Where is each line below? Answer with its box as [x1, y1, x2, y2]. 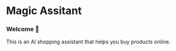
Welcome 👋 [6, 25, 40, 33]
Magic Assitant [6, 4, 82, 18]
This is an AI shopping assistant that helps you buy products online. [6, 38, 171, 45]
